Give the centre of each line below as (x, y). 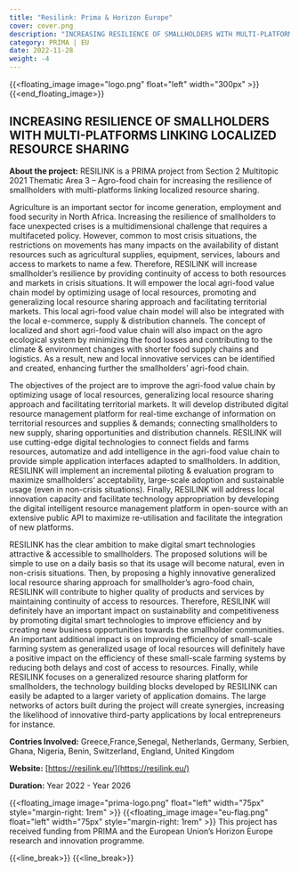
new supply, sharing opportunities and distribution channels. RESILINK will (145, 432)
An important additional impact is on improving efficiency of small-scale (141, 639)
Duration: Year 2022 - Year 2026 (70, 786)
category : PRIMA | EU (49, 42)
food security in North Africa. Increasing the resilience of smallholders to (142, 216)
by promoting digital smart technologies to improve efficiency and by (136, 620)
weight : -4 (29, 59)
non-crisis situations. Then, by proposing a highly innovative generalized (142, 573)
